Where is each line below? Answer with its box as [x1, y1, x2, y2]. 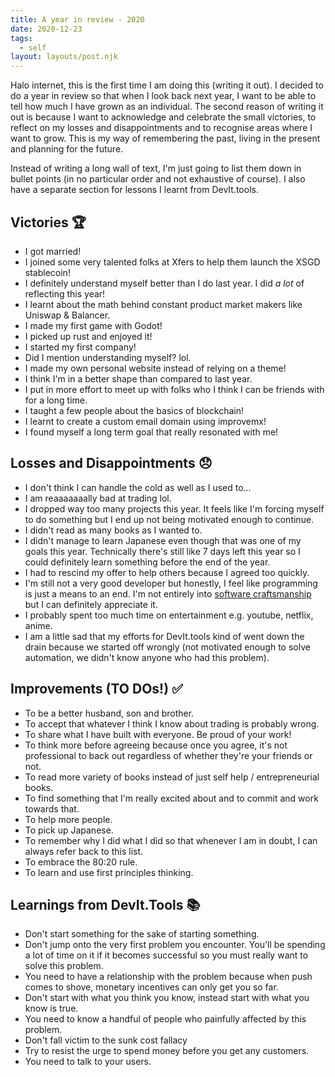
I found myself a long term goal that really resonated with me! [24, 426, 279, 438]
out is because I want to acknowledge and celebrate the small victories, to [10, 111, 317, 123]
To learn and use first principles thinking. [24, 866, 194, 878]
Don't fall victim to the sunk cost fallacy [24, 1034, 188, 1046]
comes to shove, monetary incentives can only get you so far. [24, 981, 279, 993]
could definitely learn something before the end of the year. [24, 556, 271, 568]
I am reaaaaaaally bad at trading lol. [24, 492, 172, 504]
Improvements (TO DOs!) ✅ [10, 681, 183, 698]
